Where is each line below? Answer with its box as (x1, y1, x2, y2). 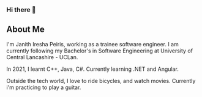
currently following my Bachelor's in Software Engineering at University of (6, 47, 193, 54)
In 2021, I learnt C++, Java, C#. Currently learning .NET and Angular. (6, 65, 179, 73)
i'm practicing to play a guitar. (6, 84, 81, 91)
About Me (6, 24, 45, 35)
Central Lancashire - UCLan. (6, 53, 78, 60)
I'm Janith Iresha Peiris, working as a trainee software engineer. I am (6, 40, 179, 48)
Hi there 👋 (6, 5, 37, 14)
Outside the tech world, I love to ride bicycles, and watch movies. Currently (6, 77, 196, 84)
